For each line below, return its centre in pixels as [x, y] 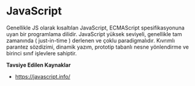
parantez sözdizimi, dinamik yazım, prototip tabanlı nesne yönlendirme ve [97, 47]
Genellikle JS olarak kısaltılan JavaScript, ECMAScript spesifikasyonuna [96, 28]
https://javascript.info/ [43, 76]
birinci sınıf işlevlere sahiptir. [42, 53]
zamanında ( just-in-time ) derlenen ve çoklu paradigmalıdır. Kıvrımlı [91, 40]
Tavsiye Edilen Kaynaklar [39, 65]
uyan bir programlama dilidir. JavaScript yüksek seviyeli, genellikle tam [94, 34]
